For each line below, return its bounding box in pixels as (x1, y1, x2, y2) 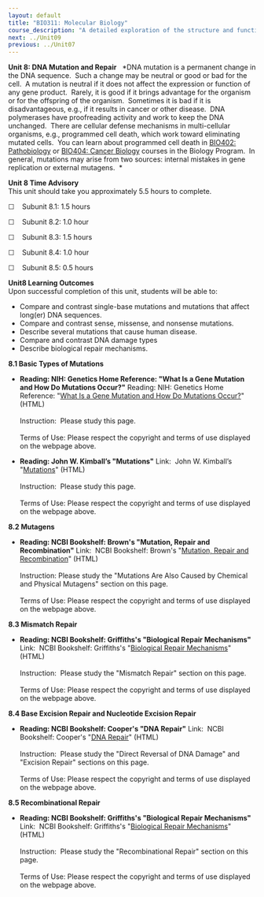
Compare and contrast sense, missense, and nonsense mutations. (19, 318, 234, 328)
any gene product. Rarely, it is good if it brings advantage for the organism (8, 87, 251, 97)
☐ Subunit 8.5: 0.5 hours (8, 263, 94, 273)
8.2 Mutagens (8, 522, 55, 532)
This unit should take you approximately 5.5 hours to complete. (8, 187, 212, 196)
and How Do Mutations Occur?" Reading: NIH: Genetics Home (19, 383, 224, 393)
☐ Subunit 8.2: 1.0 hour (8, 218, 89, 227)
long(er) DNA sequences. (19, 311, 102, 320)
